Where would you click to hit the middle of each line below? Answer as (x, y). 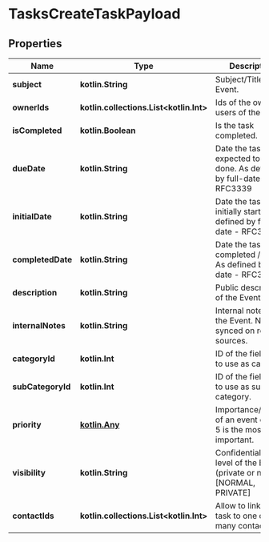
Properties (35, 44)
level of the (236, 463)
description (35, 293)
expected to (237, 159)
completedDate (42, 259)
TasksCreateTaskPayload (94, 14)
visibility (29, 473)
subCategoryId (42, 387)
